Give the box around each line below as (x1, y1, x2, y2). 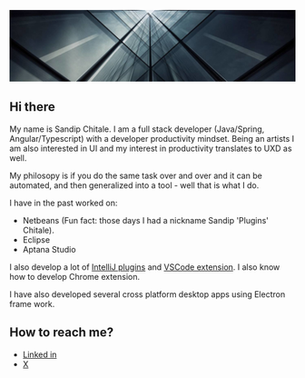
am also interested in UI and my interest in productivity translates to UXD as (9, 143, 292, 154)
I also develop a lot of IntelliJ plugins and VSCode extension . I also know (9, 261, 280, 273)
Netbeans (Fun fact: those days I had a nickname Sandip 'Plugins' (22, 214, 270, 225)
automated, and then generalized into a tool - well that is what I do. (9, 179, 260, 191)
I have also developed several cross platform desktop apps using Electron (9, 288, 286, 300)
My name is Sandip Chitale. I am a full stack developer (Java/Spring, (9, 124, 265, 134)
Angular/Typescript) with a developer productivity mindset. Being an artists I (9, 133, 295, 144)
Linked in (22, 349, 57, 360)
